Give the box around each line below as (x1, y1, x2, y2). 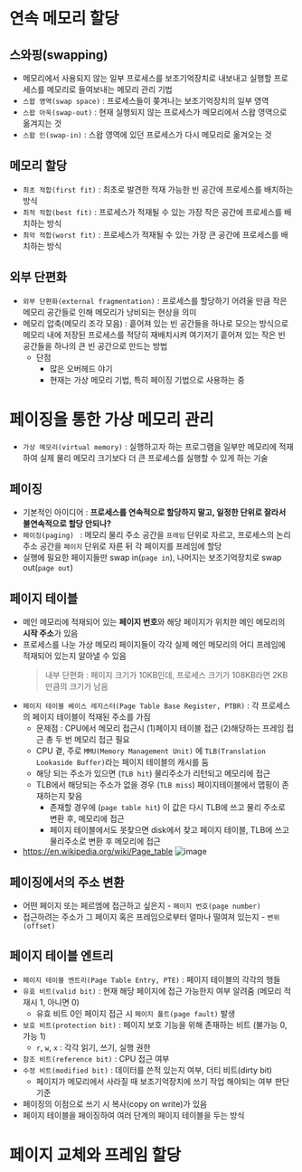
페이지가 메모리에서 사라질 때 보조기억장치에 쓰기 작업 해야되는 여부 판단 (35, 1075, 290, 1086)
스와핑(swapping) (9, 47, 109, 62)
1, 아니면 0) (39, 997, 80, 1007)
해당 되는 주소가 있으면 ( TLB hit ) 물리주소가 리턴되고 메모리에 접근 (35, 768, 271, 779)
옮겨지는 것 (22, 118, 62, 128)
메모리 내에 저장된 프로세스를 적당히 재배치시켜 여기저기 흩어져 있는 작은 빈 (22, 329, 287, 340)
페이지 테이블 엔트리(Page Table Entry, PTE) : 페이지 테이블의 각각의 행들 (22, 974, 281, 985)
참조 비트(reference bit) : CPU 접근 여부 (22, 1053, 170, 1063)
